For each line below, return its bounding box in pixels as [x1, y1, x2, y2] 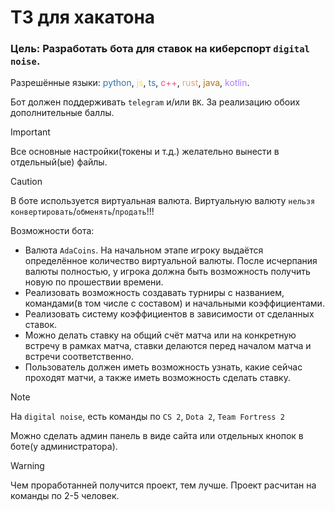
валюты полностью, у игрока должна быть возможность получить [24, 266, 311, 278]
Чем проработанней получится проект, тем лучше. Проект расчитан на [10, 479, 317, 491]
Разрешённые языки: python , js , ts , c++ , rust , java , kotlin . [10, 77, 250, 89]
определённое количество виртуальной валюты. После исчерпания [24, 255, 318, 267]
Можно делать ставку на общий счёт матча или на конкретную [24, 329, 297, 341]
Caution [10, 176, 43, 188]
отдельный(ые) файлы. [10, 156, 108, 168]
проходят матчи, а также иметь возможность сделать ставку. [24, 372, 291, 384]
